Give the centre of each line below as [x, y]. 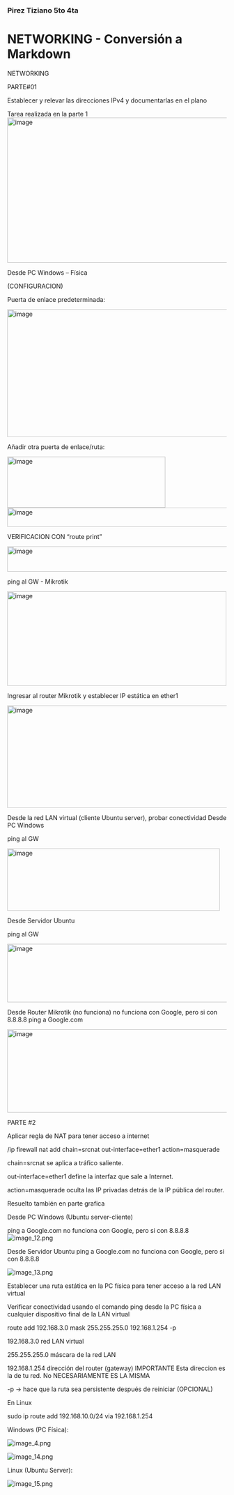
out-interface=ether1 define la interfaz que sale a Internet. [91, 1176]
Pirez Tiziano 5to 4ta [43, 10]
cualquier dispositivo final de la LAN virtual [69, 1314]
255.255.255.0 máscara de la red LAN [62, 1354]
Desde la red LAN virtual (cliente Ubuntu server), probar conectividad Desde [117, 817]
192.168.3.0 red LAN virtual [46, 1341]
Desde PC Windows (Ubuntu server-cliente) [70, 1217]
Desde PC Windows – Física [47, 272]
